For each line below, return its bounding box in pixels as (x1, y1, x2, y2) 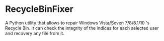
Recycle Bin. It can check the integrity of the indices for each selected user (5, 25, 159, 31)
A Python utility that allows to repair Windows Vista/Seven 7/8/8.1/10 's (5, 20, 150, 26)
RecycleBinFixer (5, 3, 74, 15)
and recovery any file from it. (5, 30, 65, 36)
